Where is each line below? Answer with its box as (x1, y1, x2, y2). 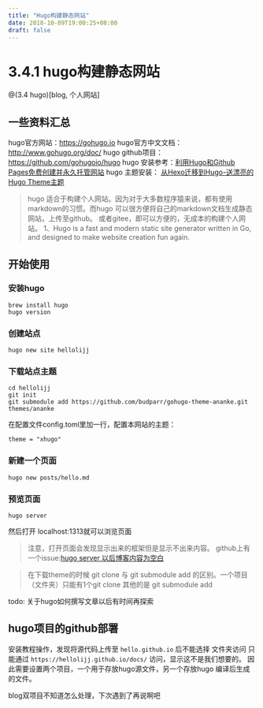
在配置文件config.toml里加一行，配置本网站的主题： (8, 419, 176, 430)
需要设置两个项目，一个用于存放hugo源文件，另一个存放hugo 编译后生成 (14, 664, 250, 673)
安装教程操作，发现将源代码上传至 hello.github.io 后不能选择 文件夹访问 (8, 644, 246, 654)
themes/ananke (8, 405, 55, 413)
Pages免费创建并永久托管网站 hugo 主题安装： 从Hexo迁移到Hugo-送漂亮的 (8, 167, 254, 177)
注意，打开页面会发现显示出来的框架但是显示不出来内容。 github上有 (27, 543, 250, 553)
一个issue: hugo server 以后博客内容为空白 (27, 553, 164, 562)
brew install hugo (8, 301, 69, 309)
